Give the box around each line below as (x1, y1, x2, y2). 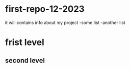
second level (5, 56, 45, 65)
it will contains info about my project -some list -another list (5, 20, 126, 25)
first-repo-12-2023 (5, 3, 85, 15)
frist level (5, 37, 45, 48)
